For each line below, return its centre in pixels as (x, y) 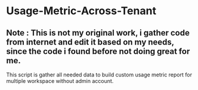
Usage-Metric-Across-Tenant (81, 11)
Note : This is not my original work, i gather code (98, 33)
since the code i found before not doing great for (98, 51)
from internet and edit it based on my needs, (90, 42)
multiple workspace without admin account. (60, 81)
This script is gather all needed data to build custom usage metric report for (99, 75)
